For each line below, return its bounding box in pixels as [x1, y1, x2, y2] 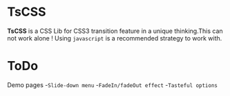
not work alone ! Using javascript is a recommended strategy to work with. [7, 34, 222, 42]
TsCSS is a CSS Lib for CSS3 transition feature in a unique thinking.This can [7, 27, 223, 35]
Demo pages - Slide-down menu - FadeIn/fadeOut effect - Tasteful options [7, 80, 218, 89]
